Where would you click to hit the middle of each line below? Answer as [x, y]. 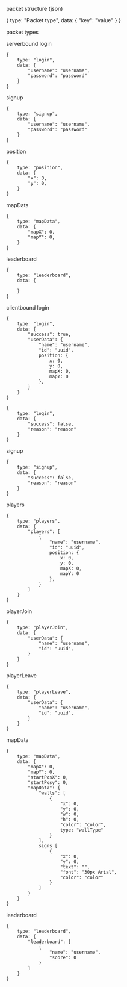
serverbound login [29, 44]
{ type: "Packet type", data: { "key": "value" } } [64, 20]
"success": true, [49, 334]
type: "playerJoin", [43, 627]
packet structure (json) [35, 9]
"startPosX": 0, [48, 777]
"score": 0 [63, 957]
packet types [23, 32]
